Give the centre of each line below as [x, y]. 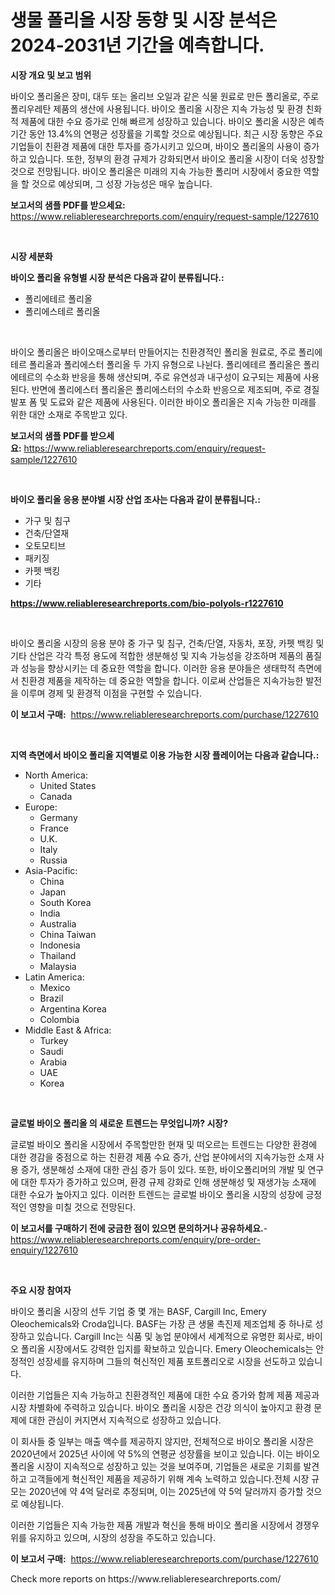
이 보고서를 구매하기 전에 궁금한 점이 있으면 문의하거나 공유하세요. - [139, 1228]
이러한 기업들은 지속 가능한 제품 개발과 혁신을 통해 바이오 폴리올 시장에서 [151, 1525]
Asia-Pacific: [51, 870]
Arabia [53, 1062]
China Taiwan [68, 934]
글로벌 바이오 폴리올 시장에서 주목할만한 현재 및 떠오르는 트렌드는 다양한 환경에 [164, 1144]
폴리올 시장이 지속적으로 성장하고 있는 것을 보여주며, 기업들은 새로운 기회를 [156, 1466]
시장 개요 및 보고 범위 [51, 75]
